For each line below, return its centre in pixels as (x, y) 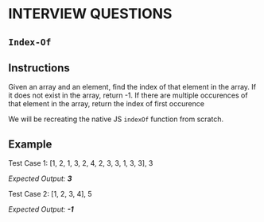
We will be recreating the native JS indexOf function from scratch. (116, 119)
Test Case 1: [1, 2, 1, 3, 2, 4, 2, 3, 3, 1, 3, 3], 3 (81, 163)
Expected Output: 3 (40, 178)
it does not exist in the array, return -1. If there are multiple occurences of (128, 95)
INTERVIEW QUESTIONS (90, 14)
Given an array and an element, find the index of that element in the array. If (132, 87)
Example (30, 144)
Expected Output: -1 (41, 209)
